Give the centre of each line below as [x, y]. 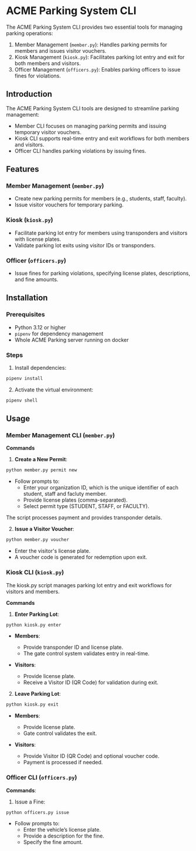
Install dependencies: [40, 368]
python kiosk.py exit [32, 704]
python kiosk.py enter [34, 625]
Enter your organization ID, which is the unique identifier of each [101, 488]
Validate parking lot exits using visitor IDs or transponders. [85, 245]
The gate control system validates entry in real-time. [86, 653]
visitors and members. [33, 591]
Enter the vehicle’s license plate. [62, 830]
